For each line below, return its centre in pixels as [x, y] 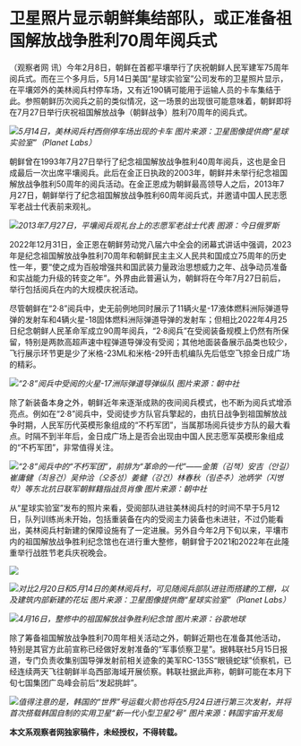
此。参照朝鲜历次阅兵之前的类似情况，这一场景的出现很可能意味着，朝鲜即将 [150, 100]
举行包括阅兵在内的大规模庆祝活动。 [76, 289]
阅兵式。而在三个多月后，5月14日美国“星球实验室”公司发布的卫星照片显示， [149, 78]
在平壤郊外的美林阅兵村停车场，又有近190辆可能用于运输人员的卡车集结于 [146, 90]
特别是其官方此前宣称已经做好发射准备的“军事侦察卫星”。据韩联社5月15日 [145, 649]
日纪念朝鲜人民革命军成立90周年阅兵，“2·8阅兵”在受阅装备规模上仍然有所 [146, 330]
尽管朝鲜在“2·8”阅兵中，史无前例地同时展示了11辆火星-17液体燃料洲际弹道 [146, 308]
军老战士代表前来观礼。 [52, 206]
